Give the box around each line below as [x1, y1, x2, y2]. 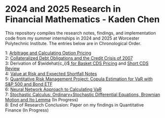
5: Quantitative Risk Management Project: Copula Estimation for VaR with [5, 76, 153, 82]
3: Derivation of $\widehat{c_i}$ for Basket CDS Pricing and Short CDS [5, 60, 149, 66]
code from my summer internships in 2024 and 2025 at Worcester [5, 35, 139, 41]
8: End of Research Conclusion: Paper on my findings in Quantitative [5, 102, 144, 108]
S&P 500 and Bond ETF [5, 81, 53, 87]
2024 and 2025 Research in [5, 3, 121, 15]
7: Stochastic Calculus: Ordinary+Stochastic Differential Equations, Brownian [5, 92, 161, 97]
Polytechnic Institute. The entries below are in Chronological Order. [5, 40, 141, 46]
